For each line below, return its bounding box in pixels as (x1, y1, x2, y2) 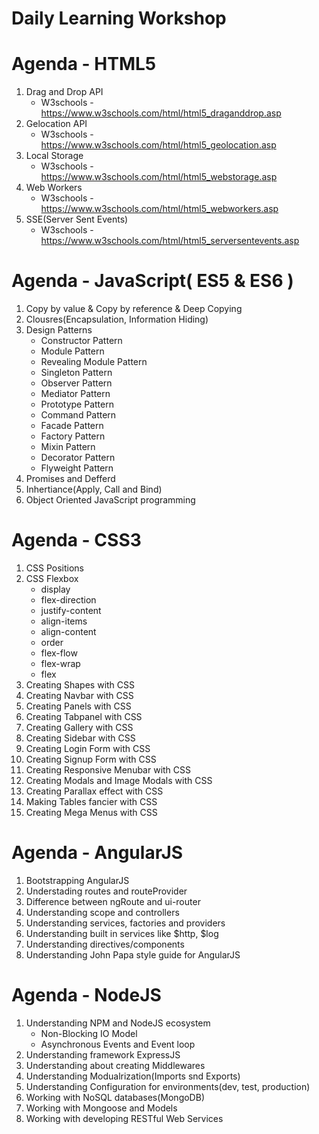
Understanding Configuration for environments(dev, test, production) (25, 1080, 311, 1092)
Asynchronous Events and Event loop (40, 1038, 196, 1050)
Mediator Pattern (40, 388, 111, 400)
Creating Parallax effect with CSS (25, 785, 164, 797)
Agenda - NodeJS (11, 984, 162, 1007)
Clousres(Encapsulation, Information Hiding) (25, 313, 209, 326)
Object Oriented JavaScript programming (25, 494, 196, 506)
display (40, 583, 71, 595)
